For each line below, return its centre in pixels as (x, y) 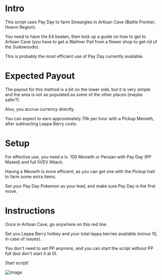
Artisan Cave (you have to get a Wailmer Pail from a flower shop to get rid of (81, 41)
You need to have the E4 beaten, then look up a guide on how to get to (76, 36)
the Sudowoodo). (22, 47)
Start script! (17, 262)
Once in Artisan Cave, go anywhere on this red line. (56, 224)
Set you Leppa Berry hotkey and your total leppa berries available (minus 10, (81, 233)
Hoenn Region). (21, 27)
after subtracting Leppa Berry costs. (41, 123)
